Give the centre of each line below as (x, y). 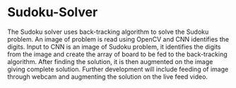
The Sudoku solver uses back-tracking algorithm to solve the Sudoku (108, 32)
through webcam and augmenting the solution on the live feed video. (108, 76)
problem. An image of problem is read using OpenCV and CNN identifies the (118, 39)
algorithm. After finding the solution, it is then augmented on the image (110, 61)
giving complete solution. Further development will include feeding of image (118, 69)
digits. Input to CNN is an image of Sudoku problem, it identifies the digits (114, 46)
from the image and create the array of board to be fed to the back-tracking (117, 54)
